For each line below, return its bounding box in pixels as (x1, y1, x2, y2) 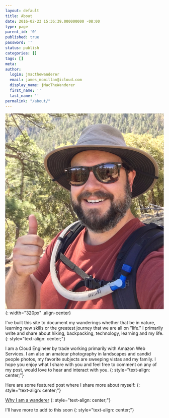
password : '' (5, 40, 33, 45)
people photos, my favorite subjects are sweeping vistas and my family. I (5, 356, 156, 363)
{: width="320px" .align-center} (5, 310, 71, 316)
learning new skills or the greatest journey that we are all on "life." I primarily (5, 325, 163, 331)
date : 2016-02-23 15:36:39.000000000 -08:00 (5, 19, 100, 24)
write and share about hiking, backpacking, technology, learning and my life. (5, 330, 163, 336)
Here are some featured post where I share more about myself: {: (5, 382, 140, 388)
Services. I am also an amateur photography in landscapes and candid (5, 351, 151, 357)
